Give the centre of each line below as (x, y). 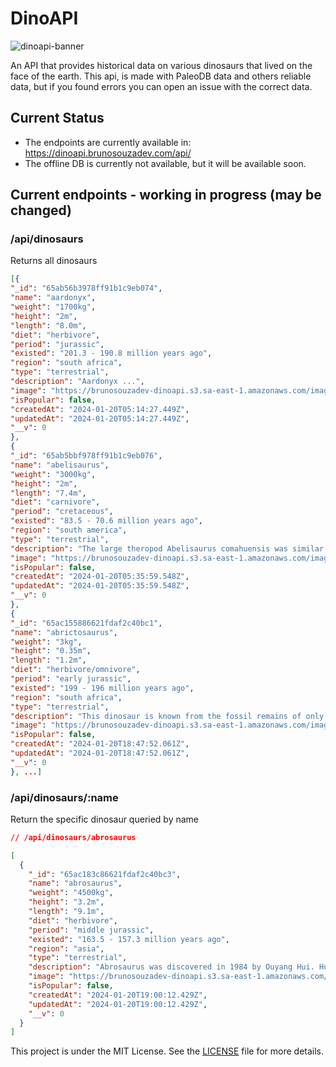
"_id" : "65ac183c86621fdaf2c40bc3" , (105, 874)
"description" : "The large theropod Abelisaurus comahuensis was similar (167, 548)
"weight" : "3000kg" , (53, 474)
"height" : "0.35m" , (51, 651)
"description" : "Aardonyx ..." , (77, 382)
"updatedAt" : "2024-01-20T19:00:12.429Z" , (118, 1004)
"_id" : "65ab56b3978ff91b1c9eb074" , (86, 288)
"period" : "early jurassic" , (71, 679)
